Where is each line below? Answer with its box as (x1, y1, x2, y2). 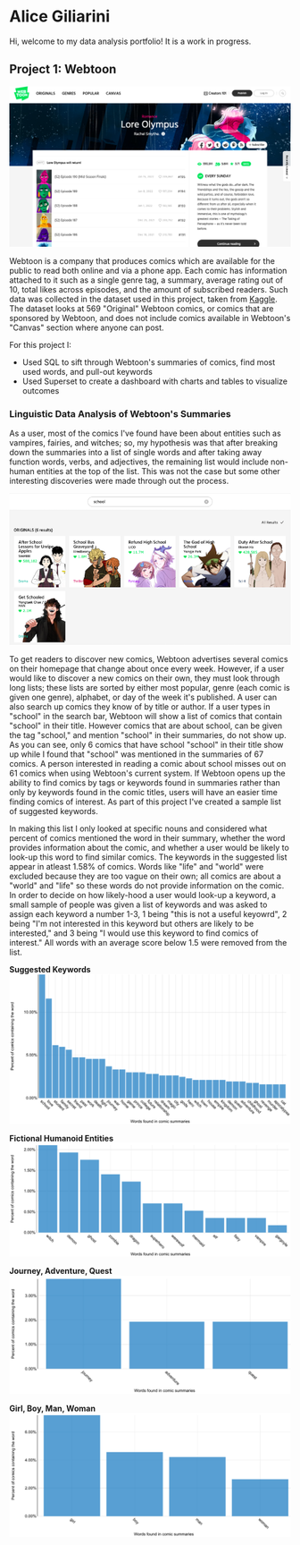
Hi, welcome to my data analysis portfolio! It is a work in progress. (9, 36, 252, 47)
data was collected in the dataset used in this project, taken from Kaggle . (9, 293, 279, 304)
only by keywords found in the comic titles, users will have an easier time (9, 787, 279, 798)
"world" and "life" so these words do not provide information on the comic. (9, 880, 285, 891)
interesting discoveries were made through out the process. (9, 475, 229, 486)
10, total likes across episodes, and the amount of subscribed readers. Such (9, 284, 288, 294)
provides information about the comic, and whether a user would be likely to (9, 843, 290, 853)
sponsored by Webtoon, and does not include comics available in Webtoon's (9, 312, 291, 323)
